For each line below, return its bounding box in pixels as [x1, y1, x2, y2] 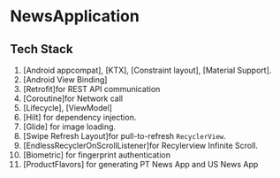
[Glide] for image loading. [22, 121, 117, 132]
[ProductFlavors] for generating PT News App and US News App [22, 159, 259, 169]
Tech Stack [10, 42, 73, 57]
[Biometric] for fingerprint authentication [22, 150, 171, 160]
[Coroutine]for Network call [22, 93, 123, 104]
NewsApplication [10, 6, 140, 27]
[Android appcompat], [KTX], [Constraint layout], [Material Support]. [22, 65, 272, 75]
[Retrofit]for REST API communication [22, 84, 161, 94]
